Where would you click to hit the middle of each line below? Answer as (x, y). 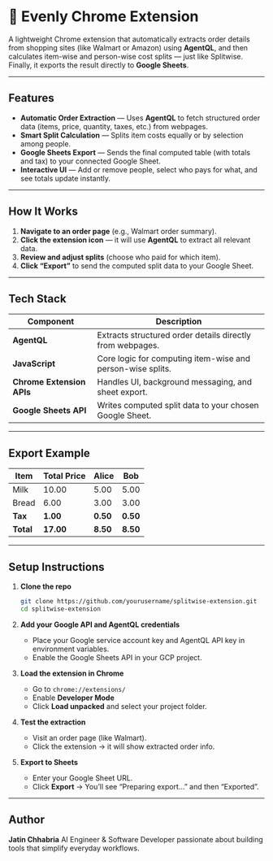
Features (31, 98)
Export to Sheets (49, 762)
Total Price (65, 476)
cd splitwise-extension (61, 609)
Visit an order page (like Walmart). (89, 737)
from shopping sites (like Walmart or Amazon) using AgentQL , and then (128, 47)
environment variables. (71, 649)
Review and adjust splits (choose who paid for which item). (120, 257)
